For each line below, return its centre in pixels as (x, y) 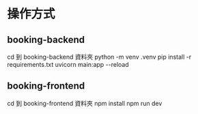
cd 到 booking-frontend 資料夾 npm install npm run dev (85, 103)
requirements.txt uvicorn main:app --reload (68, 65)
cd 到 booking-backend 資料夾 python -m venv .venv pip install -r (99, 57)
